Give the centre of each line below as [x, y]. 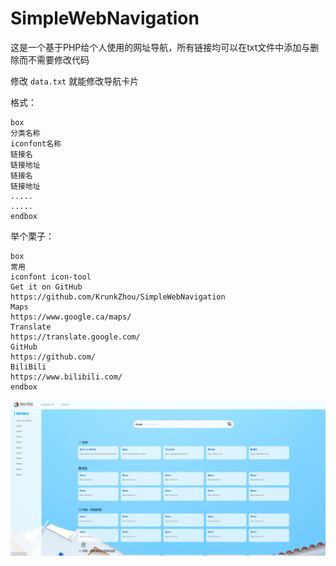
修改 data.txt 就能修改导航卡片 [75, 81]
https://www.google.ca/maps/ [71, 317]
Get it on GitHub [46, 287]
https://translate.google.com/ [75, 337]
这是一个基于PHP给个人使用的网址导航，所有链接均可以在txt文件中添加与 [160, 47]
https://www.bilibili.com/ [66, 377]
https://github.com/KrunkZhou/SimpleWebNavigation [118, 297]
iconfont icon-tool [51, 277]
